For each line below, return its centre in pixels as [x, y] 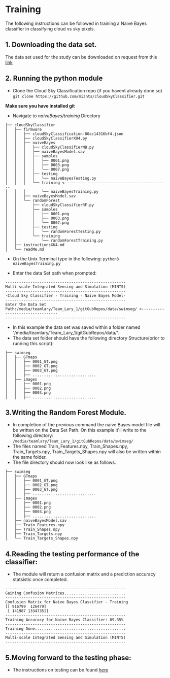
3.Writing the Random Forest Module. [66, 412]
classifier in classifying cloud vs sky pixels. [50, 28]
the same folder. [30, 457]
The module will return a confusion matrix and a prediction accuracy [84, 574]
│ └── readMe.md [25, 249]
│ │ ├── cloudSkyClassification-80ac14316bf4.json [64, 134]
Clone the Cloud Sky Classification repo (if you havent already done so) [87, 90]
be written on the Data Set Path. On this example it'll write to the [80, 430]
